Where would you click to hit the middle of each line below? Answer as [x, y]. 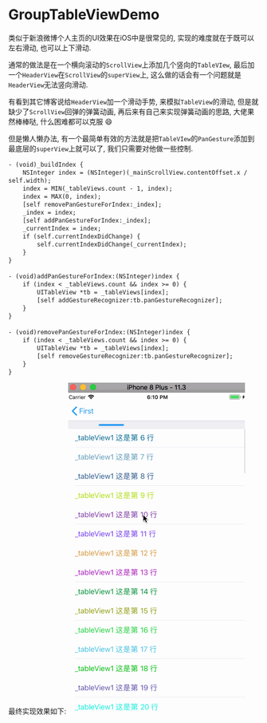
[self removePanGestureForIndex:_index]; [92, 204]
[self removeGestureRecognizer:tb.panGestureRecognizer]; [135, 356]
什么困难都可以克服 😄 [76, 121]
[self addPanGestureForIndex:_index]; [87, 220]
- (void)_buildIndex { [46, 164]
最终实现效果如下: [37, 711]
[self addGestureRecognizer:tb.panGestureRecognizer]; [130, 300]
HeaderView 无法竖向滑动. [48, 85]
